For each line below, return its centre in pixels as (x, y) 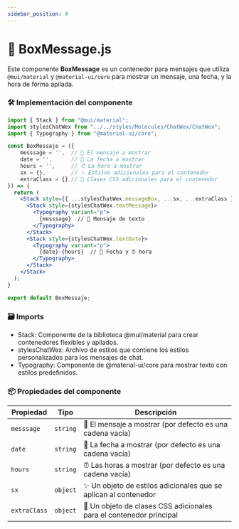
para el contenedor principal (130, 515)
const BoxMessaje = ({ (41, 146)
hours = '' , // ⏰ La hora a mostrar (81, 166)
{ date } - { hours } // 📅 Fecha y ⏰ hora (95, 252)
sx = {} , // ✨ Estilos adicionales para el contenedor (115, 172)
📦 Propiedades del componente (64, 391)
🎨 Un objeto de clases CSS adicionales (148, 506)
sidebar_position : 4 (38, 14)
